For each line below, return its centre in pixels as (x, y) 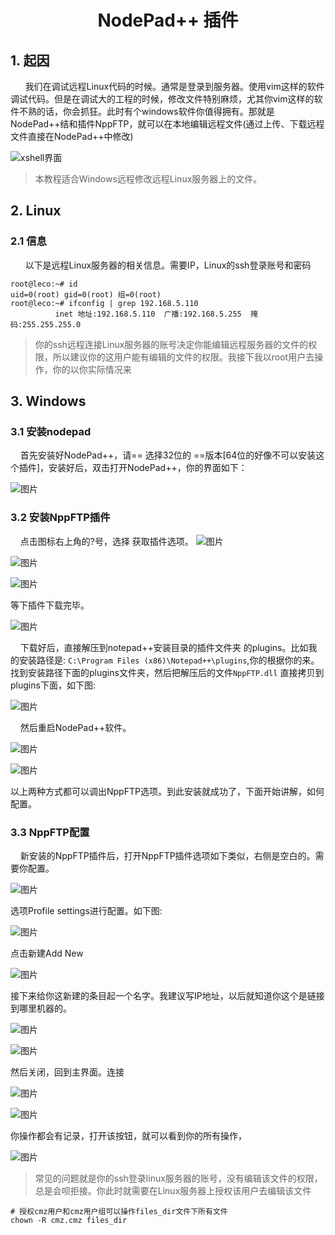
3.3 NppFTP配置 (50, 832)
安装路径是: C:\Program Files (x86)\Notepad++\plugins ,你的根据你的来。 (169, 660)
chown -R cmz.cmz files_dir (69, 1220)
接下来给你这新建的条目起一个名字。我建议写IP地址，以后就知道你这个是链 (163, 995)
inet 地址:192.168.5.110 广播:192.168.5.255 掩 (156, 314)
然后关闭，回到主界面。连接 (67, 1072)
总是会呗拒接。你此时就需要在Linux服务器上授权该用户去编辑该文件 (173, 1190)
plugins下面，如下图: (53, 685)
